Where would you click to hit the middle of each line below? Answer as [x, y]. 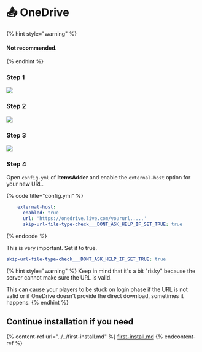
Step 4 [16, 164]
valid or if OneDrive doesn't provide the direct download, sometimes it [95, 295]
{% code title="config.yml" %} [45, 196]
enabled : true [41, 213]
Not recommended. [32, 48]
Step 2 [16, 106]
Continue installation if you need [70, 322]
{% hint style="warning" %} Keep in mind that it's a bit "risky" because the [101, 271]
